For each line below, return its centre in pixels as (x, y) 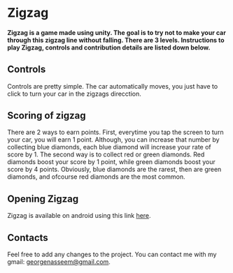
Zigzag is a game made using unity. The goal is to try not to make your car (116, 32)
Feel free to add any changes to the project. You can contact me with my (112, 254)
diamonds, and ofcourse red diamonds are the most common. (96, 177)
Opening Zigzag (43, 199)
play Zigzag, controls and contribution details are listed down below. (109, 47)
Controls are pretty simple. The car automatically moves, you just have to (113, 86)
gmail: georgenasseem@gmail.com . (59, 262)
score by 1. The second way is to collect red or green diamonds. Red (106, 154)
